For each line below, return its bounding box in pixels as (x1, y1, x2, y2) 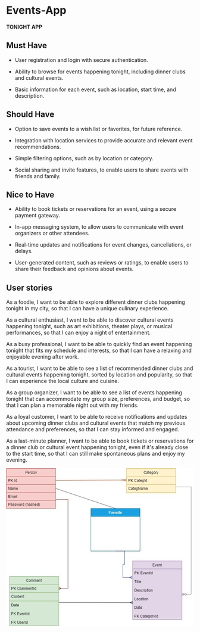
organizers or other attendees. (14, 230, 90, 237)
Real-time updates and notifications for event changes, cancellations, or (14, 241, 192, 248)
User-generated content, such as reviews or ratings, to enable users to (14, 259, 189, 266)
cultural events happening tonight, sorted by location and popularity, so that (6, 371, 192, 378)
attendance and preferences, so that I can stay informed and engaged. (6, 426, 180, 433)
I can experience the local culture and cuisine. (6, 378, 119, 385)
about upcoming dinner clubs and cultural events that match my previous (6, 419, 186, 426)
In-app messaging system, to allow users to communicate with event (14, 223, 184, 231)
